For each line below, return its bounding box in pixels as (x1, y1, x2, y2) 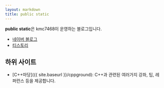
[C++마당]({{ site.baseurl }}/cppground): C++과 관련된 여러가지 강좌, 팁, (12, 72, 154, 78)
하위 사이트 (5, 58, 37, 66)
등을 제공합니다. (25, 78, 56, 84)
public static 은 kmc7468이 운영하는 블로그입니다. (5, 25, 102, 32)
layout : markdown (5, 7, 41, 12)
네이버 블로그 (12, 36, 38, 42)
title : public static (5, 12, 49, 17)
